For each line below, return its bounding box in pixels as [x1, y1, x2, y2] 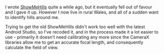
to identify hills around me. [5, 15, 59, 20]
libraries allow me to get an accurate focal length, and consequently [5, 39, 144, 45]
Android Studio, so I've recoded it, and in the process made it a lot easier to [5, 29, 159, 35]
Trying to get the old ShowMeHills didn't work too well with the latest [5, 24, 145, 30]
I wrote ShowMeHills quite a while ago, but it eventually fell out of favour [5, 4, 152, 10]
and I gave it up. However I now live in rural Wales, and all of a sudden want [5, 9, 159, 15]
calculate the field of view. [5, 45, 59, 50]
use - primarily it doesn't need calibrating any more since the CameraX [5, 34, 150, 40]
